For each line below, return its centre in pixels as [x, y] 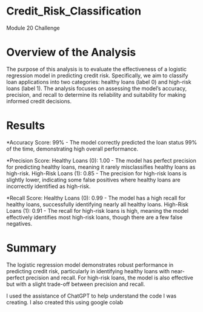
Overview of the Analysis [71, 52]
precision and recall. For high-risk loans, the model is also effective [110, 278]
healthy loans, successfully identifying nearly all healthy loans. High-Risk [98, 204]
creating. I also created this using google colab [65, 302]
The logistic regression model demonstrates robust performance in [90, 265]
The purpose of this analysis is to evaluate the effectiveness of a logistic [96, 69]
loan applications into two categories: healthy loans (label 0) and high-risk [99, 82]
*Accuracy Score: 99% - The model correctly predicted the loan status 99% [102, 142]
